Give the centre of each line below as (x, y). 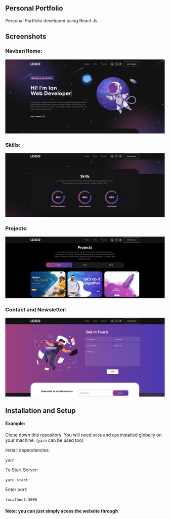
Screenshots (26, 37)
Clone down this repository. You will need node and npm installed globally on (83, 435)
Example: (15, 424)
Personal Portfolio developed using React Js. (52, 20)
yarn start (17, 480)
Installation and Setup (40, 411)
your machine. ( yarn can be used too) (44, 440)
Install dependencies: (28, 450)
